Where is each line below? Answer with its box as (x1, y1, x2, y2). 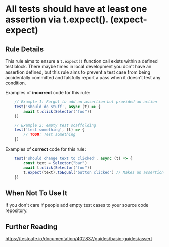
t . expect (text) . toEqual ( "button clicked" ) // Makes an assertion (23, 170, 164, 175)
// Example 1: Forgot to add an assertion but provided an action (14, 99, 157, 104)
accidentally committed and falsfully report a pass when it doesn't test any (5, 75, 161, 80)
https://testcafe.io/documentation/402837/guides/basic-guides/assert (5, 236, 153, 241)
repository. (5, 207, 28, 214)
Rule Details (5, 45, 44, 53)
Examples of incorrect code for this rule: (5, 90, 90, 95)
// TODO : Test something (23, 132, 76, 137)
